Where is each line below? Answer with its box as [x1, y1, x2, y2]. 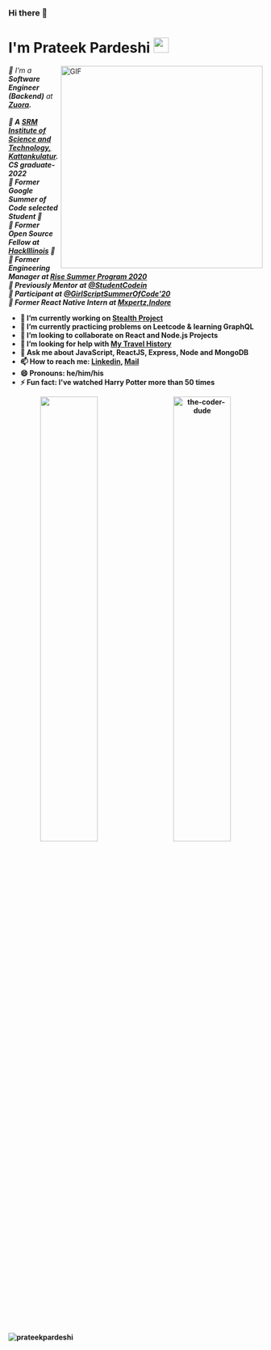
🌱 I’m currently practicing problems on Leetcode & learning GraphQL [19, 321, 254, 331]
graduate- [19, 159, 56, 169]
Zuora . [8, 99, 32, 109]
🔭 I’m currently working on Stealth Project [19, 313, 164, 323]
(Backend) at [8, 91, 53, 100]
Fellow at [8, 237, 40, 247]
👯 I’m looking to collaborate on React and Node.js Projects [19, 330, 219, 340]
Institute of [8, 125, 47, 135]
